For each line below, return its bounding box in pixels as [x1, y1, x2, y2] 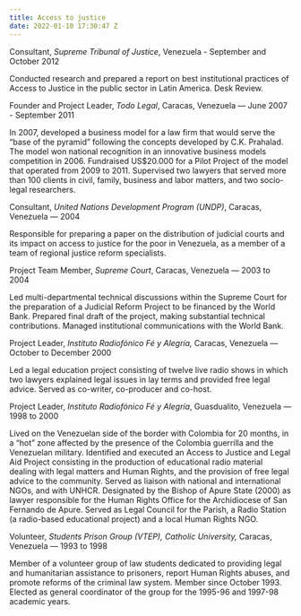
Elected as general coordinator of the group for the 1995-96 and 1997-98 [9, 586, 279, 597]
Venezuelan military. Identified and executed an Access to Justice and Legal [9, 447, 291, 457]
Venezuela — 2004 [9, 211, 81, 221]
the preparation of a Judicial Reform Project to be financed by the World [9, 301, 276, 312]
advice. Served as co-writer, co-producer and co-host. [9, 383, 212, 395]
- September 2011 [9, 109, 74, 120]
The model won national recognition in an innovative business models [9, 145, 267, 157]
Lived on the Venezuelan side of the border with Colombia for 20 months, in [9, 428, 289, 438]
